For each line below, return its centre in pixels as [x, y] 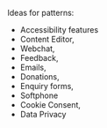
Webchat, [37, 49]
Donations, [39, 77]
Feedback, [39, 58]
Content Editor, [47, 39]
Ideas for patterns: [41, 13]
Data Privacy [43, 114]
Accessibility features [59, 30]
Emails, [33, 67]
